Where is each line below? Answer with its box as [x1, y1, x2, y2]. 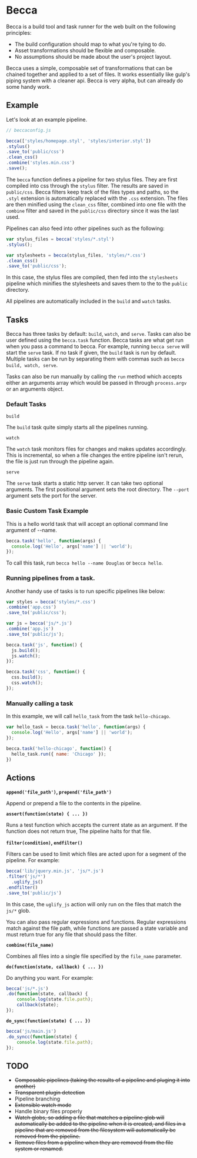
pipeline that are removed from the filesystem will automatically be [14, 1127, 176, 1134]
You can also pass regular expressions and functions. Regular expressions [6, 918, 186, 925]
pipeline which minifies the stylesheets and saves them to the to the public [6, 280, 188, 287]
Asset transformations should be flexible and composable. [14, 46, 156, 54]
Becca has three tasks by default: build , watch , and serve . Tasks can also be [6, 331, 191, 338]
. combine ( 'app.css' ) [6, 604, 57, 610]
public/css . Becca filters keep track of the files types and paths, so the [6, 188, 179, 195]
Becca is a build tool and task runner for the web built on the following [6, 23, 176, 30]
